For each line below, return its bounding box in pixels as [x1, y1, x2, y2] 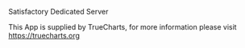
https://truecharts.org [8, 31, 81, 40]
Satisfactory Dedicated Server [8, 7, 109, 16]
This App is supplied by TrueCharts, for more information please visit [8, 22, 237, 31]
